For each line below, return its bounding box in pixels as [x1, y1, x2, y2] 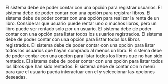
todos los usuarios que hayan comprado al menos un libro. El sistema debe [5, 48, 162, 53]
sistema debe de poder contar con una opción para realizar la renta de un [5, 15, 159, 21]
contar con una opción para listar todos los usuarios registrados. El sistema [5, 31, 163, 37]
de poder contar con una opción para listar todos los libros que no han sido [5, 53, 163, 59]
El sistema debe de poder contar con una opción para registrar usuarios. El [5, 5, 162, 10]
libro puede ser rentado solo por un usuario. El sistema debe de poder [5, 26, 152, 32]
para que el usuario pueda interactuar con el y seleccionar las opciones [5, 69, 155, 75]
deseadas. [5, 74, 27, 80]
